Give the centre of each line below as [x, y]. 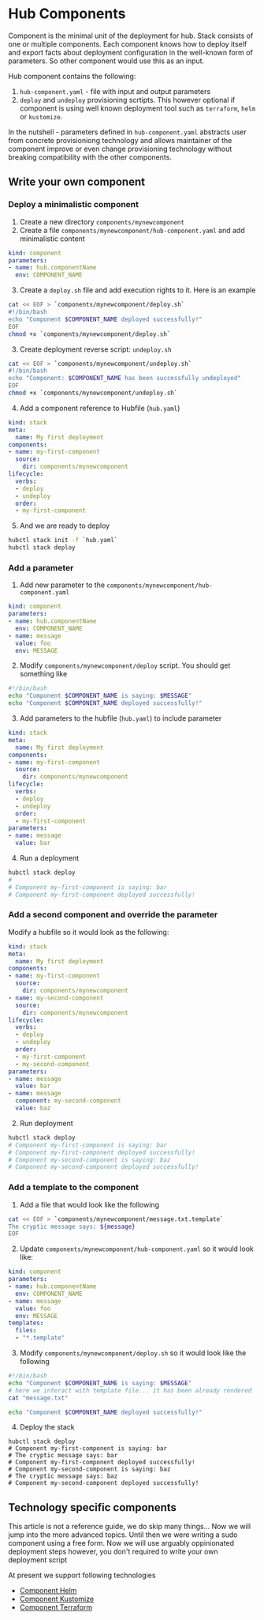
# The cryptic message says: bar [63, 1456]
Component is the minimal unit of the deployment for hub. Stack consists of [131, 36]
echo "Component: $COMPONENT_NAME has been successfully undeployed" [125, 379]
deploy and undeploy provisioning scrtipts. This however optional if [127, 100]
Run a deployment [49, 858]
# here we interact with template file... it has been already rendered [130, 1390]
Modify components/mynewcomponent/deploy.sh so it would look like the [133, 1353]
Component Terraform [56, 1607]
